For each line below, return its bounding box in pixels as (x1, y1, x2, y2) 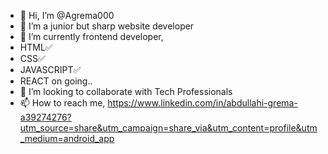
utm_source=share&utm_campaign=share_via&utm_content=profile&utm (19, 122, 318, 134)
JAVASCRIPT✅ (19, 64, 82, 75)
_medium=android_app (19, 133, 115, 144)
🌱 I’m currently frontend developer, (19, 31, 164, 42)
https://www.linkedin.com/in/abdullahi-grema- (107, 97, 298, 109)
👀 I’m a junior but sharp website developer (19, 20, 195, 32)
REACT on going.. (19, 75, 93, 87)
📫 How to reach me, (19, 97, 106, 109)
